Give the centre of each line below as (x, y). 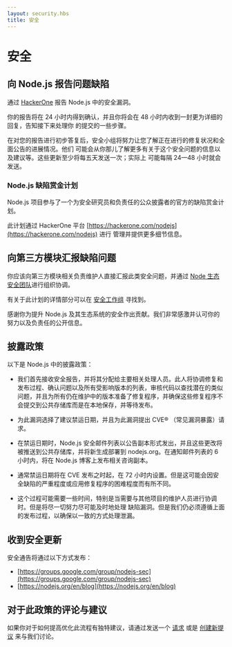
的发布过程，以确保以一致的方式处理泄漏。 (78, 516)
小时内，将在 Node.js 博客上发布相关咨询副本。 (84, 460)
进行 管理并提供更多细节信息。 (143, 234)
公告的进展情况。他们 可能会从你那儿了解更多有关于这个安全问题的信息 (114, 149)
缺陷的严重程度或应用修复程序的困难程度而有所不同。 (99, 484)
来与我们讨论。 (36, 637)
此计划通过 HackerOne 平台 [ (48, 225)
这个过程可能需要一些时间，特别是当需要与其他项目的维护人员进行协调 (117, 498)
